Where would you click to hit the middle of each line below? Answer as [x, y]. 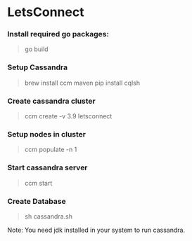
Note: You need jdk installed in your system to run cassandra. [96, 230]
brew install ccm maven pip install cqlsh [82, 83]
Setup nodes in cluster [47, 134]
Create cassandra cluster [52, 101]
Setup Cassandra [38, 67]
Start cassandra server [47, 167]
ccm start [38, 183]
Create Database [37, 201]
